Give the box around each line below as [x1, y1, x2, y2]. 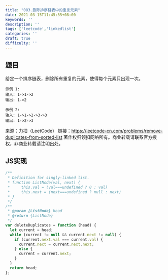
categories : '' [5, 31, 38, 36]
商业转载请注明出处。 [18, 140, 63, 146]
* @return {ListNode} [7, 213, 53, 218]
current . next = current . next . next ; [18, 242, 94, 247]
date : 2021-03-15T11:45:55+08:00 [5, 12, 76, 17]
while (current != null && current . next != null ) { [10, 232, 122, 237]
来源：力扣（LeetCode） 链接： [5, 128, 72, 134]
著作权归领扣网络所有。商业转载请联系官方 [63, 134, 153, 140]
